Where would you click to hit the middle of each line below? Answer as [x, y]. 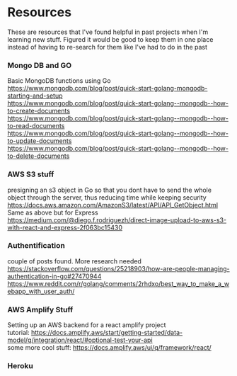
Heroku [20, 366]
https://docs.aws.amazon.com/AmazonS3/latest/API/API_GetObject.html [112, 205]
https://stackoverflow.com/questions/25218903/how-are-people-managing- [118, 268]
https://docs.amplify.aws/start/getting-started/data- [106, 333]
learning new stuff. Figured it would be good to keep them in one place [110, 39]
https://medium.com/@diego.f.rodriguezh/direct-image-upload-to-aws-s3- [117, 220]
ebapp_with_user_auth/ [41, 291]
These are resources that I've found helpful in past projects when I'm [108, 32]
